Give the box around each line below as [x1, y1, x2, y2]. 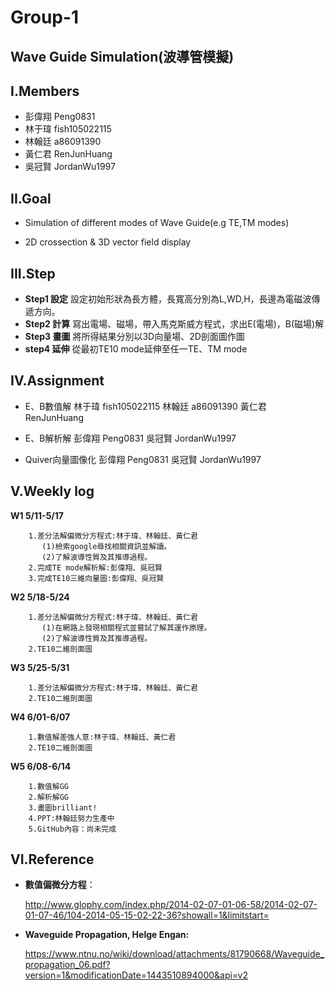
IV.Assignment [10, 372, 105, 390]
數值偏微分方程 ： [24, 879, 96, 891]
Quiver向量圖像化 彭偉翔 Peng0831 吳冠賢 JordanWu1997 [24, 453, 262, 465]
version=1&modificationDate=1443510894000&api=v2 [24, 969, 249, 981]
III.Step [10, 265, 56, 282]
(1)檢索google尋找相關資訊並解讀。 [41, 541, 172, 551]
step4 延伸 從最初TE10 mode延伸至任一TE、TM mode [24, 343, 248, 355]
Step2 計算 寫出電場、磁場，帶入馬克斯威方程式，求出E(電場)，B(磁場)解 [24, 318, 325, 330]
